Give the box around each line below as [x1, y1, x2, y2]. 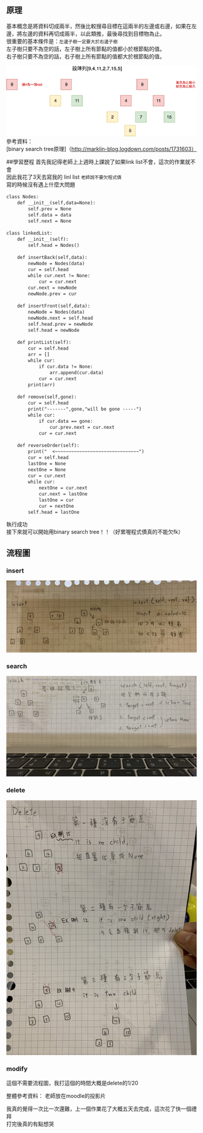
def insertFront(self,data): [17, 303, 91, 309]
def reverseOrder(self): [17, 443, 80, 449]
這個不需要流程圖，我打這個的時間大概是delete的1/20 [6, 1079, 139, 1086]
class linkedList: [6, 230, 53, 237]
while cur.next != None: [28, 273, 91, 279]
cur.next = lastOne [38, 491, 88, 497]
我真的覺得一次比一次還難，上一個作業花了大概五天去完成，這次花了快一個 [6, 1105, 192, 1112]
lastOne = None [28, 461, 66, 467]
